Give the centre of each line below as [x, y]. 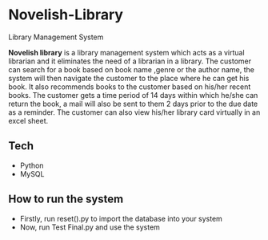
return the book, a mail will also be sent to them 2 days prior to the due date [133, 104]
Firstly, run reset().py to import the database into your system [121, 218]
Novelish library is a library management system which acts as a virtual [127, 52]
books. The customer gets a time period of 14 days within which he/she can [133, 95]
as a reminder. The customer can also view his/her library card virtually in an [134, 112]
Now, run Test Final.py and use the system [90, 227]
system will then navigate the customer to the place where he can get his [129, 78]
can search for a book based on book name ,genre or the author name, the [131, 69]
